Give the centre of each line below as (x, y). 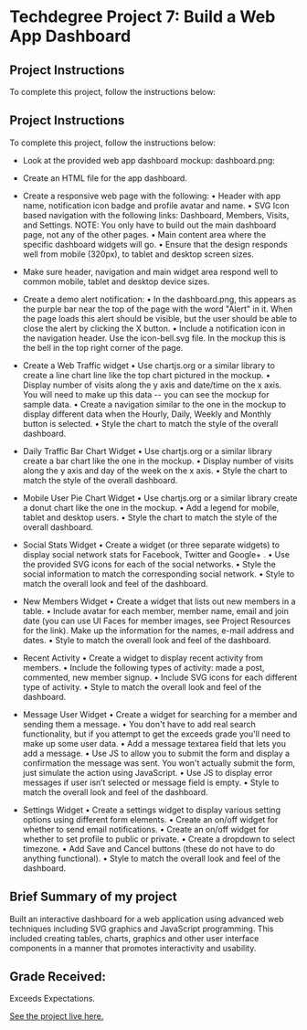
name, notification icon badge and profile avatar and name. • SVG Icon (156, 205)
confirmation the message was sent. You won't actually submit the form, (159, 763)
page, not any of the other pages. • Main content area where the (144, 234)
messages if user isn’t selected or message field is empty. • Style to (151, 782)
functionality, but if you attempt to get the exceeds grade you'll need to (156, 734)
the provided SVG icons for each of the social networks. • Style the (149, 564)
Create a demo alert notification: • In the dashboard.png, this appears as (159, 299)
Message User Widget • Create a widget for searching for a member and (160, 714)
